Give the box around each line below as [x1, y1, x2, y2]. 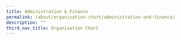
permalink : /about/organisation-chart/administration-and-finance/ [6, 14, 176, 20]
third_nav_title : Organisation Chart [6, 25, 99, 31]
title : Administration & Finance [6, 8, 88, 15]
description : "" [6, 19, 46, 25]
